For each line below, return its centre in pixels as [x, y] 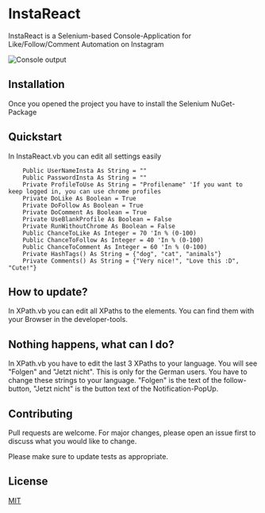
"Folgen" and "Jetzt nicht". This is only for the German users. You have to [128, 372]
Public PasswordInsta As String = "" [85, 178]
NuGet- [223, 103]
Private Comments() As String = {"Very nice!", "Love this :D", [131, 261]
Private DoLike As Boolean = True [79, 198]
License [28, 482]
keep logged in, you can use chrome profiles [84, 191]
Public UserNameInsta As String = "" [85, 170]
